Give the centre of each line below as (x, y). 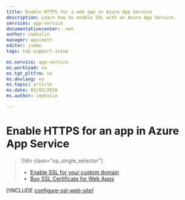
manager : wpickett (29, 40)
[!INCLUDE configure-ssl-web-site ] (50, 190)
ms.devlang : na (25, 79)
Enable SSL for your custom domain (74, 172)
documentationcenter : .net (40, 29)
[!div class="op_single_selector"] (62, 160)
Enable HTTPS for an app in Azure (93, 131)
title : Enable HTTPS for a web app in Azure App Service (79, 12)
